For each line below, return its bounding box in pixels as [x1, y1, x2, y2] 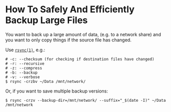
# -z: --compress [5, 65, 42, 71]
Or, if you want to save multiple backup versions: [5, 88, 109, 94]
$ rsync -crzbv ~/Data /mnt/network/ [5, 79, 86, 84]
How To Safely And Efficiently [5, 4, 135, 15]
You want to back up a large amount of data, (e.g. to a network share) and [5, 31, 161, 37]
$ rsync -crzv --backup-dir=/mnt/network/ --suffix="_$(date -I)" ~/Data [5, 98, 166, 103]
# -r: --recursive [5, 61, 45, 66]
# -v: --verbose [5, 74, 40, 80]
